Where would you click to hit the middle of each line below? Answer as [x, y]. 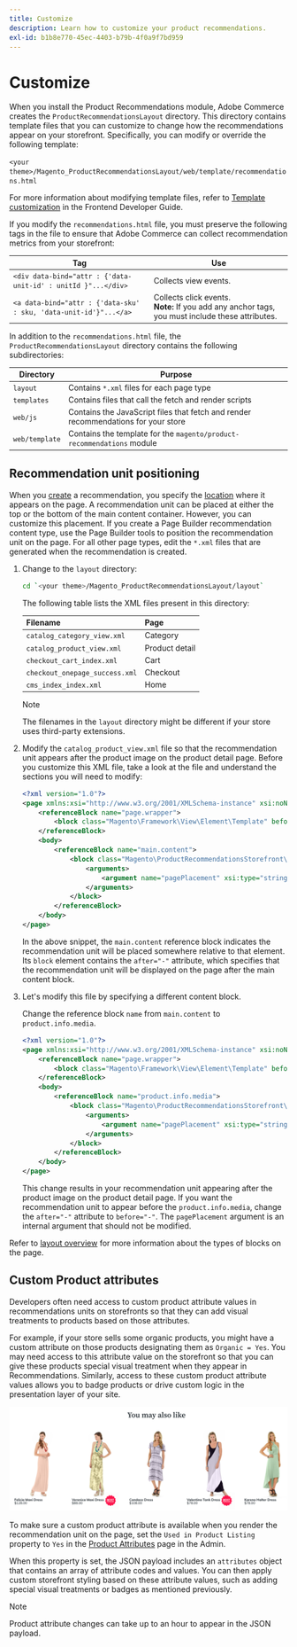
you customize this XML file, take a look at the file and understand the [149, 767]
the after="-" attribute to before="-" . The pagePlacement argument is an [153, 1216]
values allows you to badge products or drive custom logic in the [127, 1385]
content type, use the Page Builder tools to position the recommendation [141, 533]
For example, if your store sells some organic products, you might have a [142, 1338]
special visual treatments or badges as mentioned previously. [121, 1589]
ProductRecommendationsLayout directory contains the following [123, 345]
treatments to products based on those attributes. [99, 1320]
